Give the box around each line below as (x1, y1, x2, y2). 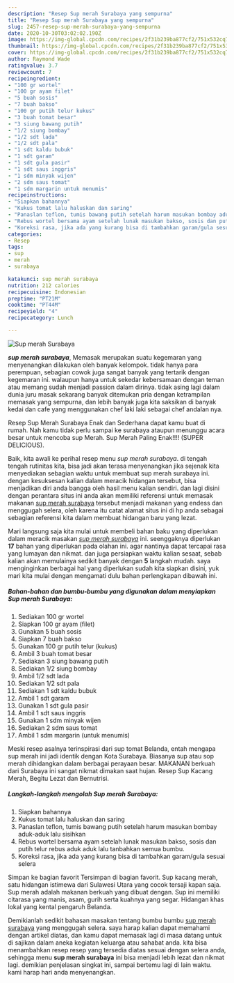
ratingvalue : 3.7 (8, 62, 58, 69)
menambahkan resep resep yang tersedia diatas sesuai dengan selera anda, (8, 945, 226, 954)
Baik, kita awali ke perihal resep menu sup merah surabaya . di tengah (8, 454, 208, 462)
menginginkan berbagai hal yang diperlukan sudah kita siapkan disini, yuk (8, 564, 219, 572)
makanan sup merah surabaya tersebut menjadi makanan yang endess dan (8, 498, 223, 507)
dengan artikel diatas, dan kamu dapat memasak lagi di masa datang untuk (8, 931, 222, 939)
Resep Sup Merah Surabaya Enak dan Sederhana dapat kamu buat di (8, 418, 206, 427)
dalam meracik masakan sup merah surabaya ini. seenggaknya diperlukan (8, 534, 221, 542)
